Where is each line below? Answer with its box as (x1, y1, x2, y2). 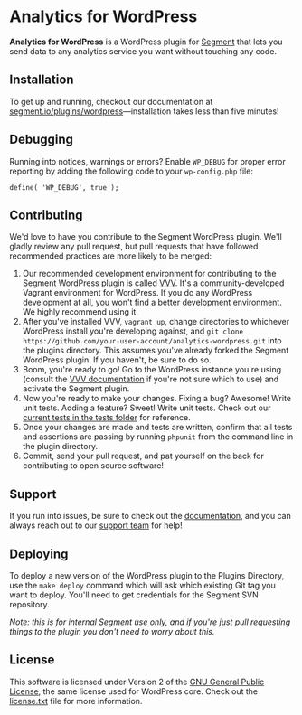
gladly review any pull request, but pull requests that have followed (9, 241, 259, 252)
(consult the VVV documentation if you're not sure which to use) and (22, 373, 279, 385)
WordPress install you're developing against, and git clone (22, 325, 244, 336)
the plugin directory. (22, 441, 98, 452)
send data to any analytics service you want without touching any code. (9, 45, 278, 56)
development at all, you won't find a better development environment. (22, 296, 282, 308)
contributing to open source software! (22, 460, 165, 471)
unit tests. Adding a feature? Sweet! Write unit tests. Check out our (22, 402, 271, 413)
